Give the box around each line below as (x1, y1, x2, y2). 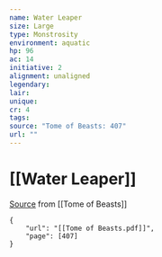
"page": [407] (25, 231, 78, 241)
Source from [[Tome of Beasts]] (9, 199, 128, 209)
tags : (9, 113, 30, 122)
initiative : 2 (9, 64, 63, 73)
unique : (9, 96, 39, 106)
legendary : (9, 80, 50, 89)
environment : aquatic (9, 38, 91, 48)
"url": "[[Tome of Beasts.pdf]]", (25, 224, 155, 233)
